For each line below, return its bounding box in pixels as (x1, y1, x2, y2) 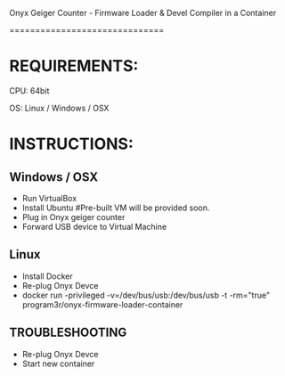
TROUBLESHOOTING (9, 325, 127, 340)
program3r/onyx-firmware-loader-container (21, 298, 183, 310)
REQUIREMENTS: (9, 56, 139, 77)
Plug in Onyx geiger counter (21, 211, 126, 222)
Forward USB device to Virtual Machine (21, 221, 167, 232)
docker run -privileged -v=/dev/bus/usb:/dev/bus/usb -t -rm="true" (21, 290, 270, 300)
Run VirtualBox (21, 192, 77, 203)
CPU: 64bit (9, 85, 50, 96)
